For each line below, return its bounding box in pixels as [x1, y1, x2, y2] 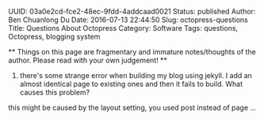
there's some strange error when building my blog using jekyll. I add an [19, 71, 252, 80]
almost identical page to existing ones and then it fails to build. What [19, 79, 243, 88]
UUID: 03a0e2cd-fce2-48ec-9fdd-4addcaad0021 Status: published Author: [8, 7, 256, 16]
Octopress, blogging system [8, 32, 101, 41]
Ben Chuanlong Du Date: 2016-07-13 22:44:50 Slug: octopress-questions [8, 15, 248, 24]
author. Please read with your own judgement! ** [8, 55, 168, 65]
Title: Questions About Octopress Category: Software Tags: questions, [8, 24, 239, 32]
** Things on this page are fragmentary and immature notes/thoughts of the [8, 47, 256, 56]
